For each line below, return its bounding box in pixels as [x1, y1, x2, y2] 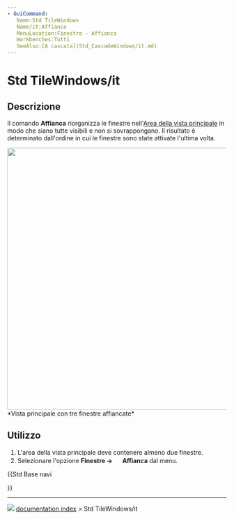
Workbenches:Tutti [16, 36, 70, 43]
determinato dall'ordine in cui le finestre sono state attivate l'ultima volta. [7, 134, 216, 142]
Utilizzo [7, 430, 41, 441]
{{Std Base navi [7, 469, 52, 478]
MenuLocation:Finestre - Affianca [16, 29, 117, 37]
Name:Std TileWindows [16, 17, 79, 24]
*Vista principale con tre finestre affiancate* [7, 409, 134, 418]
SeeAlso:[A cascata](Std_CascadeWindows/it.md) [16, 43, 157, 50]
